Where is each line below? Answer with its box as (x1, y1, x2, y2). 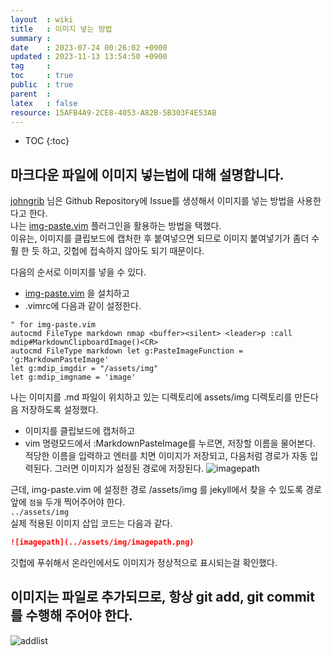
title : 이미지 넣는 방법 (10, 24, 113, 34)
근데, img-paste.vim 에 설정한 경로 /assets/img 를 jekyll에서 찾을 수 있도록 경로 (10, 484, 322, 496)
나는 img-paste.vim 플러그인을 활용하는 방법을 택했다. (10, 220, 222, 232)
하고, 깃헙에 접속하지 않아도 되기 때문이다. (41, 245, 205, 257)
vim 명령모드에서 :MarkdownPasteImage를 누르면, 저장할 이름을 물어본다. (24, 437, 316, 450)
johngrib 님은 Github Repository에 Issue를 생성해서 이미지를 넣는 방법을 (10, 195, 295, 207)
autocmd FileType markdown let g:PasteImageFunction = (10, 346, 244, 356)
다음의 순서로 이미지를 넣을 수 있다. (10, 266, 147, 278)
